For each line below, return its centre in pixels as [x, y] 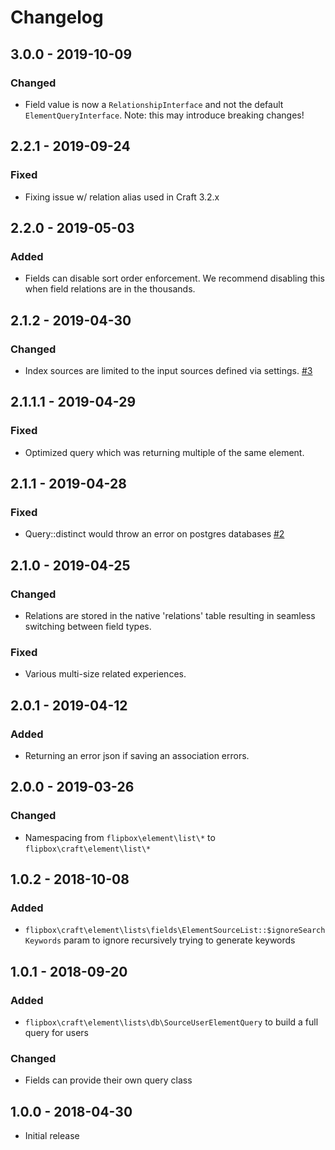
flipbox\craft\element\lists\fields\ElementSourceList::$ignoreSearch [175, 931]
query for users [56, 1033]
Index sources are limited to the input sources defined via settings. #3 [168, 370]
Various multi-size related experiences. [105, 674]
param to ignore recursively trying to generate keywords [179, 940]
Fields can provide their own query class [108, 1080]
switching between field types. [88, 626]
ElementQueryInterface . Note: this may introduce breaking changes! [164, 115]
